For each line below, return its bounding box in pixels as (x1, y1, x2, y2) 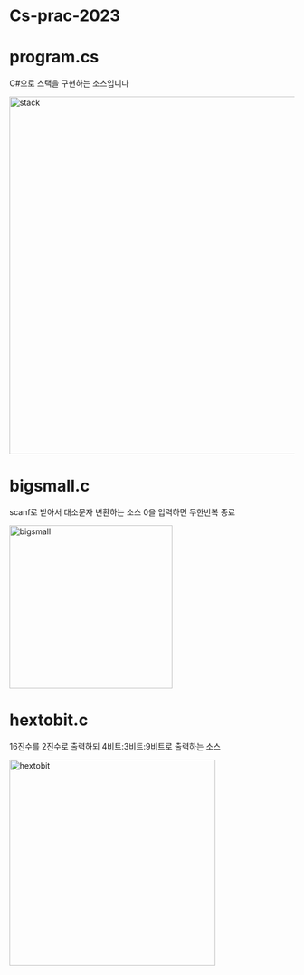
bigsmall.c (9, 476, 90, 496)
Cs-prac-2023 (9, 5, 120, 26)
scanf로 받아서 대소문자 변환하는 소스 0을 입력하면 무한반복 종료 (9, 507, 236, 518)
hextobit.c (9, 710, 89, 731)
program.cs (9, 47, 100, 68)
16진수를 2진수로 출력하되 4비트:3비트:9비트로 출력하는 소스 (9, 741, 222, 751)
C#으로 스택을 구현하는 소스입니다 (9, 78, 129, 89)
